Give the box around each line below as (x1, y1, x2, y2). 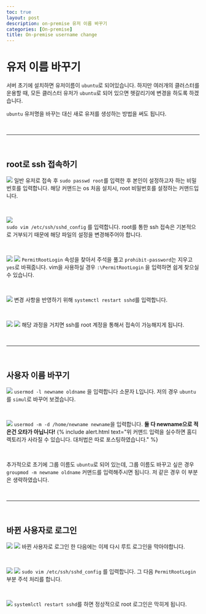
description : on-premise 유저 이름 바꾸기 (6, 20, 107, 26)
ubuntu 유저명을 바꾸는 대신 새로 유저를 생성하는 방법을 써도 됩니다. (6, 110, 167, 117)
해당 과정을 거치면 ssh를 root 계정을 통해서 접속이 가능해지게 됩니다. (21, 321, 185, 328)
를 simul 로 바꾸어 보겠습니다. (6, 395, 76, 403)
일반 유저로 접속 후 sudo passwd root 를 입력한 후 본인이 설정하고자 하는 (13, 176, 186, 184)
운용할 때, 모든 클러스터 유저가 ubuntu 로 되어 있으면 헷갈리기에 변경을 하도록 (6, 90, 188, 97)
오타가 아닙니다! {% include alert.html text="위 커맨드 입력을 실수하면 (17, 428, 186, 435)
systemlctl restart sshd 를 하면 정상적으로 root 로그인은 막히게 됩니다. (13, 600, 187, 608)
